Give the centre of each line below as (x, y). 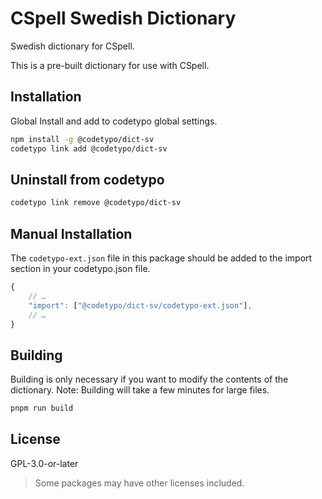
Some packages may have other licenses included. (139, 483)
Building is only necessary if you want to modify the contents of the (149, 379)
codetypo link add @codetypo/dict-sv (89, 148)
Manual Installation (71, 233)
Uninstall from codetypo (87, 179)
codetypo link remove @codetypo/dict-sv (96, 203)
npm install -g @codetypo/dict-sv (82, 139)
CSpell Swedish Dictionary (123, 18)
